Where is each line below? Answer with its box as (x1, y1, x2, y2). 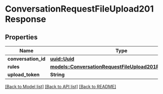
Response (5, 14, 47, 25)
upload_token (7, 71, 40, 78)
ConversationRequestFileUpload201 (5, 3, 154, 15)
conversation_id (7, 56, 46, 62)
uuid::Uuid (50, 56, 74, 62)
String (50, 71, 65, 78)
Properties (5, 33, 38, 41)
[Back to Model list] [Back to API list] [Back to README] (5, 84, 116, 89)
